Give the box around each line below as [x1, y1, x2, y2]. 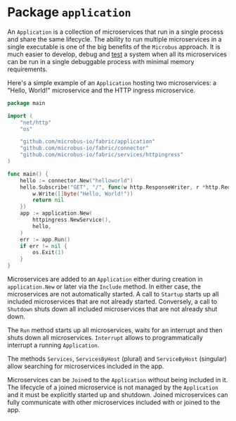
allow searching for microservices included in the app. [7, 362, 164, 370]
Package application [7, 4, 131, 20]
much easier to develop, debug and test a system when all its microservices [7, 50, 227, 58]
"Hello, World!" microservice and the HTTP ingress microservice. [7, 86, 195, 94]
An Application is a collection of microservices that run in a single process [7, 27, 223, 36]
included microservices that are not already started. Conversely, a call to [7, 297, 218, 306]
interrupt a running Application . [7, 341, 100, 349]
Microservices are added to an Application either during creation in [7, 275, 204, 284]
